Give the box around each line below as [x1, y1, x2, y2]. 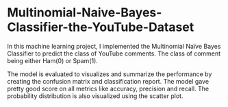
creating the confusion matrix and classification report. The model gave [7, 77, 210, 85]
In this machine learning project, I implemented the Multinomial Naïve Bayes [7, 42, 221, 50]
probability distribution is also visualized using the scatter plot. [7, 91, 183, 100]
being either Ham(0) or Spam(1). [7, 56, 98, 64]
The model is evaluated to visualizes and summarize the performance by [7, 70, 212, 78]
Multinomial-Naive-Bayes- [7, 5, 162, 21]
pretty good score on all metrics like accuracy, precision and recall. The [7, 84, 210, 93]
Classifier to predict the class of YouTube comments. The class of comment [7, 49, 221, 58]
